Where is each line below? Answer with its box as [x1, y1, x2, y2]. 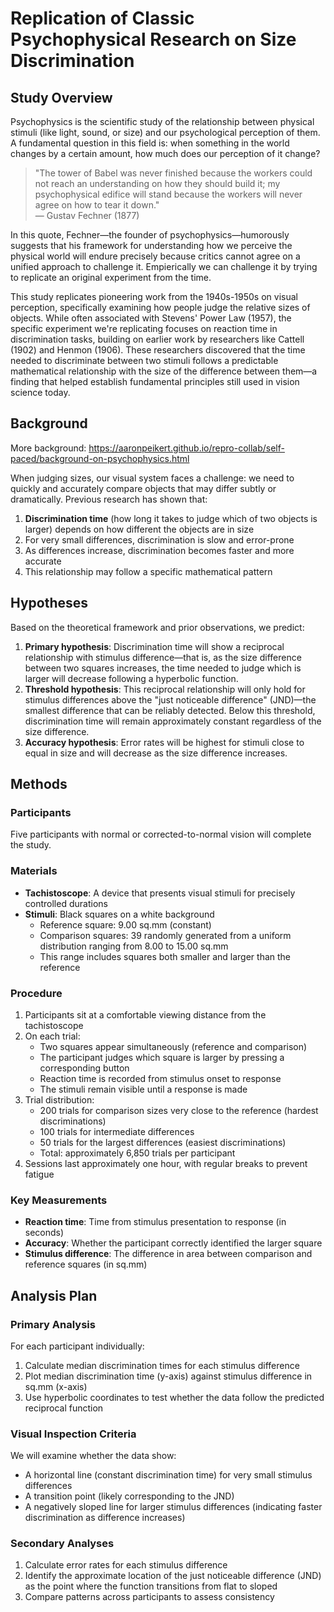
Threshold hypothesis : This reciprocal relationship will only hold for [24, 683, 306, 695]
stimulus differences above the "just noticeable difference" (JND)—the [24, 693, 317, 706]
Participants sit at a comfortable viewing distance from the [24, 1008, 267, 1021]
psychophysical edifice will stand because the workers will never [34, 188, 303, 200]
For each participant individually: [10, 1340, 145, 1352]
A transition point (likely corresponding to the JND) [24, 1490, 235, 1502]
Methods [10, 776, 68, 793]
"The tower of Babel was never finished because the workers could [34, 167, 313, 179]
